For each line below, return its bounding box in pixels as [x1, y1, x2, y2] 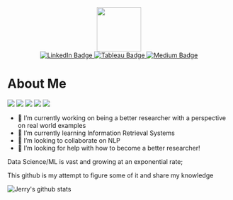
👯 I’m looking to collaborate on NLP [17, 136, 120, 144]
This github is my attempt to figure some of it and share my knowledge [7, 171, 214, 180]
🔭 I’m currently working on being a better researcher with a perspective [17, 113, 227, 122]
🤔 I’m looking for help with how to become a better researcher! [17, 143, 200, 152]
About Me [7, 76, 67, 92]
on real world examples [17, 121, 86, 129]
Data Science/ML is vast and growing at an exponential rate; [7, 157, 183, 165]
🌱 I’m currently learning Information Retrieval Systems [17, 129, 175, 137]
